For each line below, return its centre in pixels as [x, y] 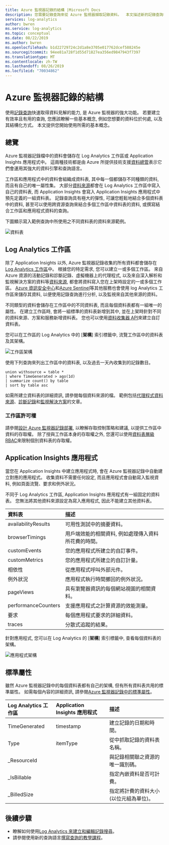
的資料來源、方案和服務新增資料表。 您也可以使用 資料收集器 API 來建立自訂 [83, 317]
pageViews [21, 592]
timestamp [69, 726]
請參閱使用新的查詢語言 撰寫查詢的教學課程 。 [59, 838]
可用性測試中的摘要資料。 [95, 524]
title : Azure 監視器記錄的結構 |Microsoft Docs [53, 10]
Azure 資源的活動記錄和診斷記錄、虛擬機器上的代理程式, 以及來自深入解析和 [84, 275]
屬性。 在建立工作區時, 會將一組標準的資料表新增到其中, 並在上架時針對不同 [83, 311]
